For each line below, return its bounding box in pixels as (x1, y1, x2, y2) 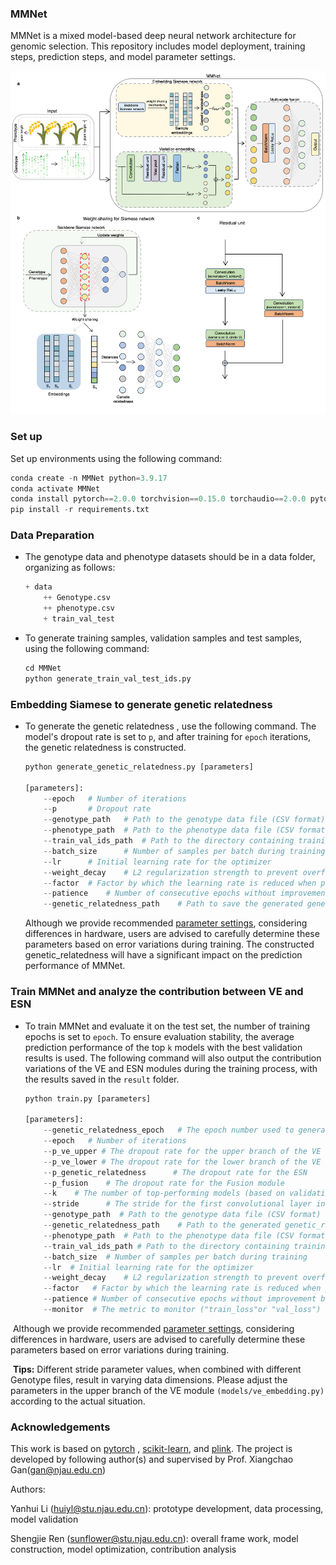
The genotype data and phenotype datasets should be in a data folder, (24, 551, 316, 563)
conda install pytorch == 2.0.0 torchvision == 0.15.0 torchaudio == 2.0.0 (10, 494, 307, 504)
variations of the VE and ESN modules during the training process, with (24, 1062, 318, 1074)
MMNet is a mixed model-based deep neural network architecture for (10, 30, 297, 42)
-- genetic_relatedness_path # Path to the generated (43, 1220, 281, 1231)
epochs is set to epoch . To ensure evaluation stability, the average (24, 1030, 295, 1042)
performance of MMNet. (24, 960, 126, 972)
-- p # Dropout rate (43, 804, 152, 814)
